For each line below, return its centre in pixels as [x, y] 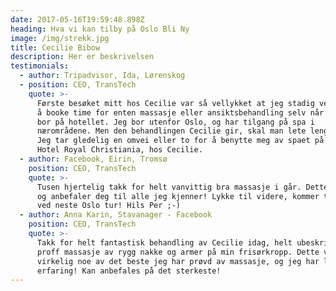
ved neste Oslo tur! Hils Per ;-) [109, 206]
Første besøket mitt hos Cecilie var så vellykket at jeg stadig [175, 103]
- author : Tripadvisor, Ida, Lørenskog [102, 76]
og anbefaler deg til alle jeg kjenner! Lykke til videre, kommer [178, 196]
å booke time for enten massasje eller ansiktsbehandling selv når [180, 112]
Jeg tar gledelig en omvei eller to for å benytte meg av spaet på [180, 141]
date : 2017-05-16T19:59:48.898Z [77, 19]
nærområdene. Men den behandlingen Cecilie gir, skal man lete [171, 131]
